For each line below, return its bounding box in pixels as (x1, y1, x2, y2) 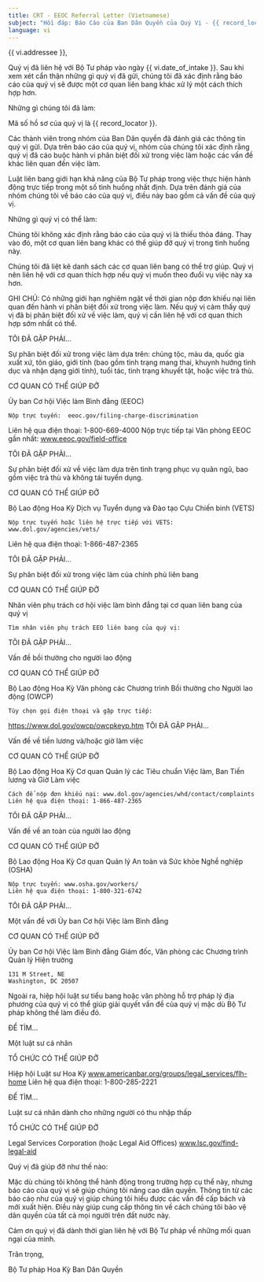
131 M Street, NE (8, 970, 65, 979)
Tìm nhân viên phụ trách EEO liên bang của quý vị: (8, 624, 181, 632)
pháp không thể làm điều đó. (8, 1008, 101, 1017)
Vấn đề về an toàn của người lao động (8, 826, 131, 836)
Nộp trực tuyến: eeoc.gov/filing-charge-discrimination (8, 412, 199, 420)
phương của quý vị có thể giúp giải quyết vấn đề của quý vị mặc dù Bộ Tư (8, 999, 246, 1009)
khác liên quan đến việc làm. (8, 159, 101, 169)
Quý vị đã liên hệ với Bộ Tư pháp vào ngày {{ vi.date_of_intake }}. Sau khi (8, 63, 244, 72)
